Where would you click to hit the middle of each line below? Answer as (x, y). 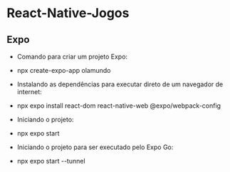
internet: (29, 92)
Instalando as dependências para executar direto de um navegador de (120, 84)
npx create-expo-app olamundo (64, 70)
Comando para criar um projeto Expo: (72, 56)
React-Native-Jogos (68, 13)
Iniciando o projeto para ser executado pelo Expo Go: (95, 147)
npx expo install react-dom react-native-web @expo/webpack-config (119, 106)
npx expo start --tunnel (51, 161)
